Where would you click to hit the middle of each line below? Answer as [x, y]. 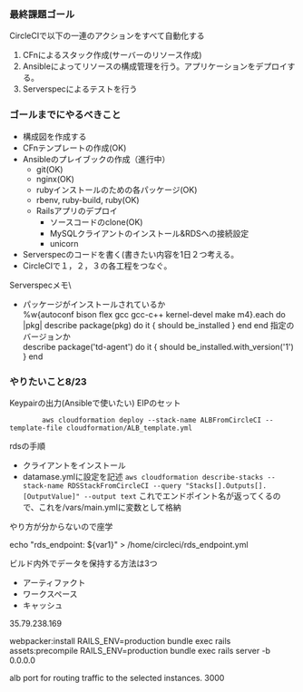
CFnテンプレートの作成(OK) [74, 148]
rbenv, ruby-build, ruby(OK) [88, 200]
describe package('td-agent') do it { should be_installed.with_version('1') [158, 346]
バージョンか [46, 336]
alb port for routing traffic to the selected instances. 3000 [117, 677]
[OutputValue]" [51, 496]
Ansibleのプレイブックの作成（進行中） [96, 159]
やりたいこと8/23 [49, 381]
